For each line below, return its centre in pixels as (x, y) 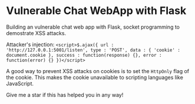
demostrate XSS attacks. (36, 33)
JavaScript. (20, 84)
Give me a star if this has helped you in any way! (65, 95)
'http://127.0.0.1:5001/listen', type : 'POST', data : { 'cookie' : (93, 50)
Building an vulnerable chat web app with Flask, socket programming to (93, 27)
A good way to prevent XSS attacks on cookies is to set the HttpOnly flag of (98, 71)
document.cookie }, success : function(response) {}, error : (84, 55)
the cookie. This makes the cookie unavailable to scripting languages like (95, 77)
